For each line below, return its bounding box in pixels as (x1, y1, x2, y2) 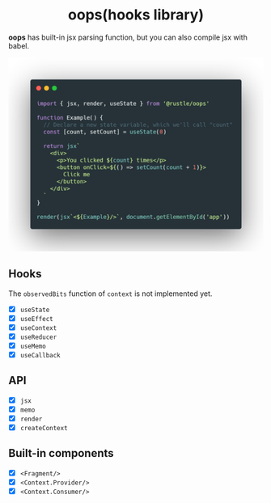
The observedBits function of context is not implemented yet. (8, 289, 213, 298)
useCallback (19, 351, 61, 359)
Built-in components (8, 446, 115, 460)
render (19, 415, 43, 423)
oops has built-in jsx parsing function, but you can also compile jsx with (8, 32, 248, 42)
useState (19, 306, 50, 314)
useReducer (19, 333, 57, 341)
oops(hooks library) (67, 6, 205, 24)
